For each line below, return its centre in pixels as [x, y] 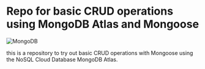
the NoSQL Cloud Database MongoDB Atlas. [62, 59]
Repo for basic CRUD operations [90, 11]
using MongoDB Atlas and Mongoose [103, 24]
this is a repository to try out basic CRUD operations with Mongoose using [100, 53]
